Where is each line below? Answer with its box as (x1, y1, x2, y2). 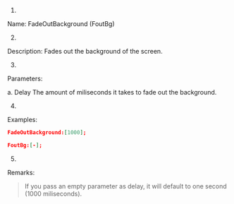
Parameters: (7, 74, 43, 83)
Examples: (7, 116, 37, 124)
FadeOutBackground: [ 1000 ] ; (7, 129, 87, 136)
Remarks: (7, 168, 35, 176)
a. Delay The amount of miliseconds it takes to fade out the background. (7, 88, 217, 96)
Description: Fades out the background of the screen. (7, 47, 164, 55)
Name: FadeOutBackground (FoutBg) (7, 20, 115, 28)
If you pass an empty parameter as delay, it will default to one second (24, 181, 227, 190)
